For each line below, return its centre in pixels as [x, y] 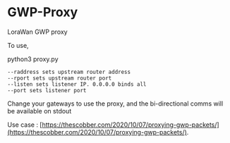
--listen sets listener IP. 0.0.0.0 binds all [77, 84]
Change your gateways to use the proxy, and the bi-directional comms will [115, 104]
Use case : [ [25, 125]
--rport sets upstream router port [60, 78]
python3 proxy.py [33, 59]
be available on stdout [40, 111]
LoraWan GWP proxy [38, 32]
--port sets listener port [47, 90]
